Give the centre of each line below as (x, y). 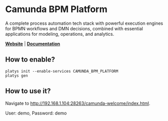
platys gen (17, 76)
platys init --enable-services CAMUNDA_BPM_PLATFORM (62, 71)
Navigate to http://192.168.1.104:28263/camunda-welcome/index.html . (78, 103)
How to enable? (30, 60)
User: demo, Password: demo (36, 113)
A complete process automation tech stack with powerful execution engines (84, 23)
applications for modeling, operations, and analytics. (60, 34)
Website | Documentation (33, 43)
